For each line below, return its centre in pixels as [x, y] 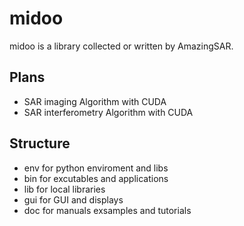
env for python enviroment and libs [96, 168]
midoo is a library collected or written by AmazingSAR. [121, 46]
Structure [40, 143]
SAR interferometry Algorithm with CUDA [108, 112]
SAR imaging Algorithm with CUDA [95, 101]
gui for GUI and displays [73, 199]
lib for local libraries [64, 189]
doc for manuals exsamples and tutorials [107, 210]
